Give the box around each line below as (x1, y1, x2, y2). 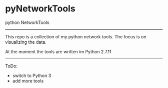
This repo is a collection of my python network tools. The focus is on (5, 33, 146, 40)
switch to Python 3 (12, 73, 51, 79)
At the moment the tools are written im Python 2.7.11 (5, 48, 111, 55)
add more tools (12, 78, 44, 84)
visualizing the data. (5, 39, 46, 45)
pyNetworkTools (5, 3, 76, 14)
